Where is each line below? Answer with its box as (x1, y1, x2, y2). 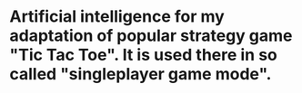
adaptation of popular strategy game (9, 25, 293, 46)
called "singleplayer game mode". (9, 64, 272, 85)
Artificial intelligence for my (9, 6, 225, 27)
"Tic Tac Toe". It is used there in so (9, 45, 277, 65)
